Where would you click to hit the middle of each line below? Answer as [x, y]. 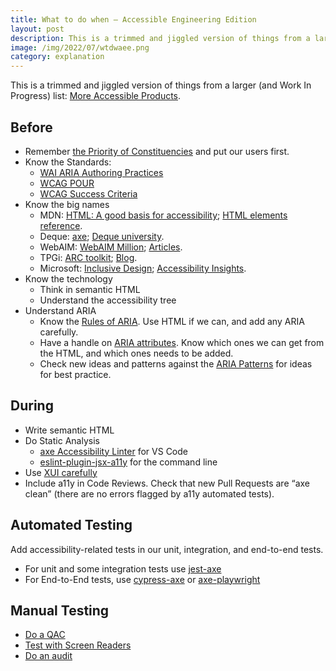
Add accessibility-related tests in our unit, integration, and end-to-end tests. [167, 549]
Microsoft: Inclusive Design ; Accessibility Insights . [143, 268]
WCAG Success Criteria [88, 193]
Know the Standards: [68, 162]
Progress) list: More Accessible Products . [96, 96]
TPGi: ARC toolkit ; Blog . [88, 257]
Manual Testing [60, 610]
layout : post [37, 29]
